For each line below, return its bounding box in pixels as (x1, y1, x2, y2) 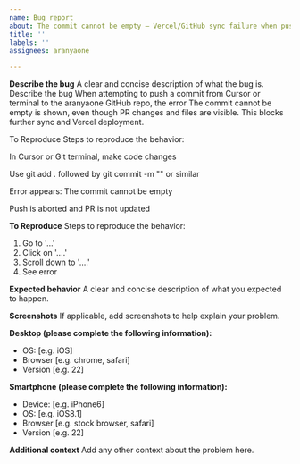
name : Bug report (9, 13, 74, 22)
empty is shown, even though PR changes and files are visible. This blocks (9, 107, 284, 118)
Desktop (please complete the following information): (9, 328, 212, 339)
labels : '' (9, 38, 50, 47)
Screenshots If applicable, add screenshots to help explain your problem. (9, 310, 280, 322)
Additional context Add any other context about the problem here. (9, 444, 254, 456)
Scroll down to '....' (21, 257, 91, 268)
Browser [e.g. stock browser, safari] (21, 418, 154, 429)
